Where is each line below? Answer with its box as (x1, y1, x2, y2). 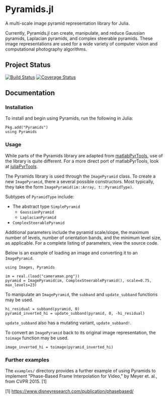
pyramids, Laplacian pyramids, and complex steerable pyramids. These (5, 35, 153, 41)
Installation (5, 104, 34, 111)
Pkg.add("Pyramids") (5, 125, 49, 130)
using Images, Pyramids (5, 265, 55, 270)
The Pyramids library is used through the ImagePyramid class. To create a (5, 173, 156, 179)
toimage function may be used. (5, 334, 69, 341)
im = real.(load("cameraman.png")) (5, 273, 80, 278)
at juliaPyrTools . (5, 163, 38, 169)
